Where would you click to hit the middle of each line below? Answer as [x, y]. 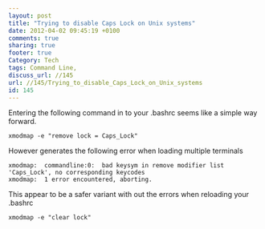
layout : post [30, 16]
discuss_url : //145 [41, 75]
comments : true [34, 38]
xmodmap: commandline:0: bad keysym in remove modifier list [116, 166]
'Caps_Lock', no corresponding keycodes [77, 173]
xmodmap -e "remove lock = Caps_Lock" [73, 136]
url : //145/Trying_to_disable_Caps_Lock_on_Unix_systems [106, 82]
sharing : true [32, 46]
